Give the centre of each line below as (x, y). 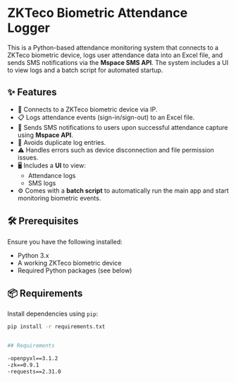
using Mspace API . (45, 135)
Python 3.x (33, 255)
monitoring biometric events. (59, 198)
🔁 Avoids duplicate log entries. (62, 142)
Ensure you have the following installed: (65, 241)
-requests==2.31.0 (34, 371)
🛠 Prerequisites (43, 221)
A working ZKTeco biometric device (69, 263)
